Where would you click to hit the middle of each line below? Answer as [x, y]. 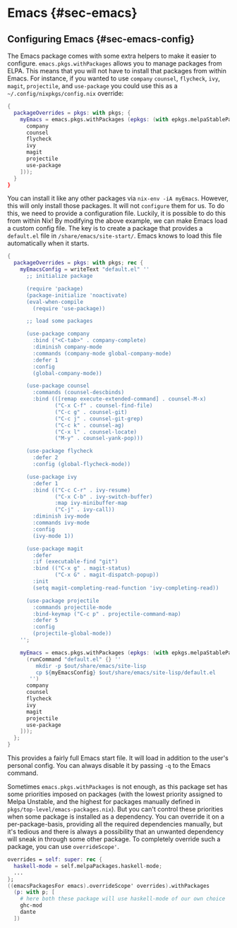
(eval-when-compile [54, 302]
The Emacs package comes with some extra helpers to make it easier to [112, 56]
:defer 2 [45, 458]
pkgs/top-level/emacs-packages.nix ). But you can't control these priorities [115, 809]
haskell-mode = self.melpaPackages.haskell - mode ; [88, 866]
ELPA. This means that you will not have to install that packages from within [117, 71]
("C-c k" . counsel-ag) [90, 425]
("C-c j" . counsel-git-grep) [99, 419]
